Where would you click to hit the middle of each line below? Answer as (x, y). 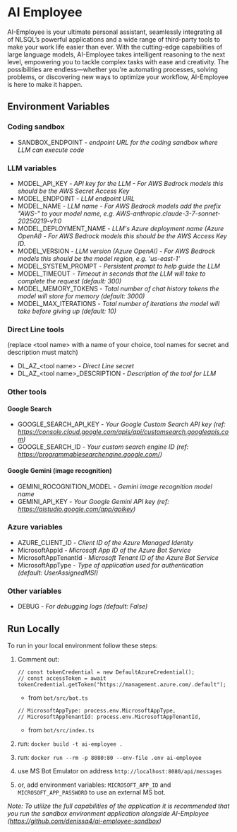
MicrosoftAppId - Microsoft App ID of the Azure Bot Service (104, 550)
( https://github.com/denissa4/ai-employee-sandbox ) (85, 821)
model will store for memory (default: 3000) (81, 296)
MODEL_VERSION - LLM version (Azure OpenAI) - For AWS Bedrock (116, 251)
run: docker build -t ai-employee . (70, 744)
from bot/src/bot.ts (58, 698)
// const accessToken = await (62, 678)
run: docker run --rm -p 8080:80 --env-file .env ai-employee (110, 757)
